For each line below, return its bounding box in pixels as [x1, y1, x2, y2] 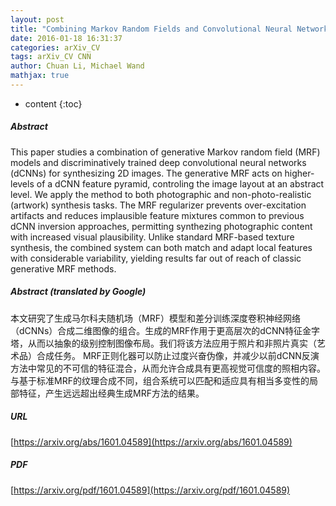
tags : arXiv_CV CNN [10, 52, 92, 62]
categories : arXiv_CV [10, 42, 101, 53]
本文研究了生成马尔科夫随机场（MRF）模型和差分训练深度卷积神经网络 [10, 312, 301, 324]
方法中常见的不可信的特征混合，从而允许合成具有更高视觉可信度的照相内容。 [10, 362, 326, 374]
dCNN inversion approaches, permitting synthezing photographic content [10, 220, 313, 232]
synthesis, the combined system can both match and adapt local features [10, 241, 313, 253]
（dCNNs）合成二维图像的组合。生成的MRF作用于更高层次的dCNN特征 [10, 324, 303, 336]
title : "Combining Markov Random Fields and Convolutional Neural [10, 24, 293, 34]
